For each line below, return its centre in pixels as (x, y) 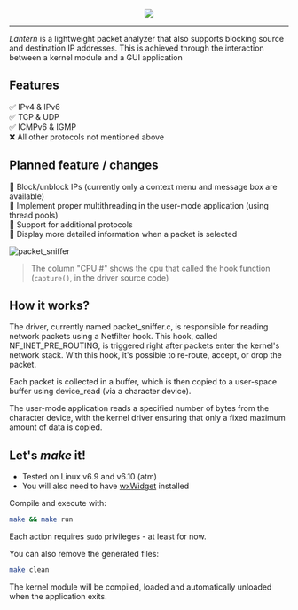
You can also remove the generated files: (84, 554)
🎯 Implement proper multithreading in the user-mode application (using (139, 205)
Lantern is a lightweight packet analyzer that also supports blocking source (147, 39)
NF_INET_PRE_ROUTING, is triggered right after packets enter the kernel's (145, 345)
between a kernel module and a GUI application (96, 57)
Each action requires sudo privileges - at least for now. (108, 536)
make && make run (41, 519)
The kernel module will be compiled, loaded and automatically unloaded (141, 587)
